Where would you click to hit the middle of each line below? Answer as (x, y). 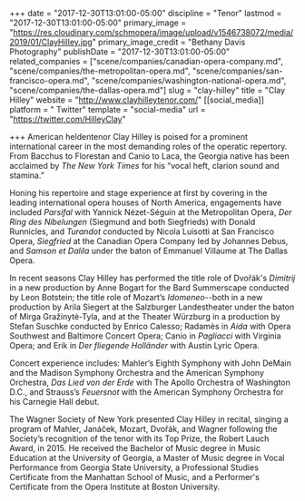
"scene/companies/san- (237, 71)
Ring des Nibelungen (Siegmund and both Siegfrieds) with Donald (133, 222)
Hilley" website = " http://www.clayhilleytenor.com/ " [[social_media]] (137, 100)
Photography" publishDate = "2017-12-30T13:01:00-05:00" (120, 52)
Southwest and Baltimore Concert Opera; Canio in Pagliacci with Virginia (145, 336)
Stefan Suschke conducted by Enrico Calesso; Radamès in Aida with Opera (150, 326)
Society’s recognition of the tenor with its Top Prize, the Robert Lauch (139, 438)
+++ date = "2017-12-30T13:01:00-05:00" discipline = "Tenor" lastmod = (146, 13)
